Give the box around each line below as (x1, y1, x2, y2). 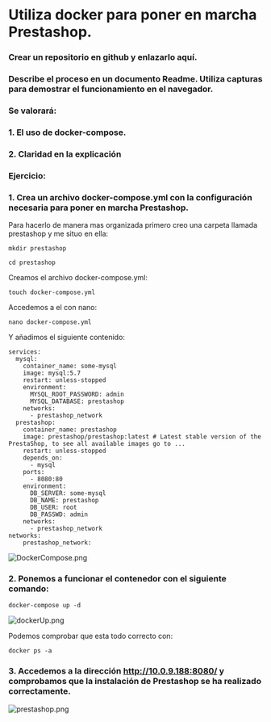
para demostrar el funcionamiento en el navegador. (8, 83, 214, 94)
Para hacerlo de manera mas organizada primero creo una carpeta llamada (8, 220, 258, 230)
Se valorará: (8, 105, 57, 116)
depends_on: (23, 454, 63, 462)
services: (8, 348, 42, 356)
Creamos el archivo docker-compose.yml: (8, 273, 148, 283)
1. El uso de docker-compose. (8, 127, 127, 138)
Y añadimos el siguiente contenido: (8, 333, 125, 342)
